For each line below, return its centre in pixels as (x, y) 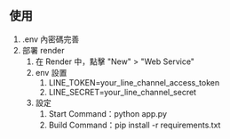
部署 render (43, 50)
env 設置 (51, 72)
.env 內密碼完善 (51, 39)
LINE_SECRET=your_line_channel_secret (123, 92)
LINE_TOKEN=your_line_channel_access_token (134, 82)
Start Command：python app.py (107, 113)
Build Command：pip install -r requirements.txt (135, 125)
